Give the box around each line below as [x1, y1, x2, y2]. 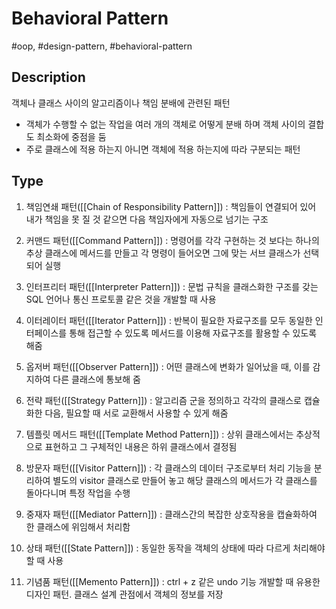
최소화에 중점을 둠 [36, 130, 107, 142]
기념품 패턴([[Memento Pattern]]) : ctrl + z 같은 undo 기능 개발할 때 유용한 [25, 575, 321, 587]
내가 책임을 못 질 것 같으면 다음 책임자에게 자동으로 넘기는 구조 [25, 213, 269, 225]
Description [11, 69, 86, 86]
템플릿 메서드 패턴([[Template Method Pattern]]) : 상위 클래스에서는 [25, 428, 294, 440]
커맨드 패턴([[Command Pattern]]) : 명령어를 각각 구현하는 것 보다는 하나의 [25, 234, 320, 246]
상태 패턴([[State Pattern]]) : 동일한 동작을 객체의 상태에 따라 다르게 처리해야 [25, 542, 326, 554]
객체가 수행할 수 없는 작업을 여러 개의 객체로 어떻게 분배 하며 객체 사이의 [25, 118, 306, 130]
